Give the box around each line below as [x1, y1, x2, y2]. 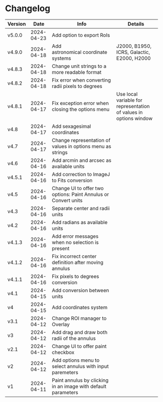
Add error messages [51, 233, 98, 240]
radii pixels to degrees [51, 83, 103, 89]
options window [116, 115, 153, 122]
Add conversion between [51, 287, 109, 294]
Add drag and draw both [51, 329, 108, 335]
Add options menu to [51, 357, 100, 364]
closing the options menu [51, 105, 110, 112]
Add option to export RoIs [51, 32, 110, 38]
